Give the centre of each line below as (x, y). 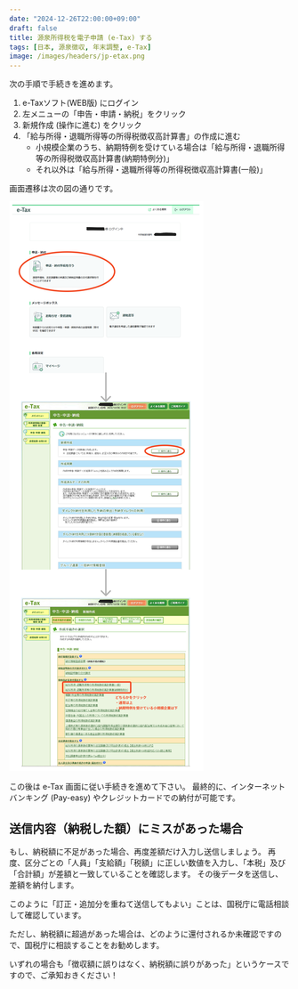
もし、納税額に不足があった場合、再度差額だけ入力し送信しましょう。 (138, 851)
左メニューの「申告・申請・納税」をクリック (104, 114)
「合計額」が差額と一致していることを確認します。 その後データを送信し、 (146, 873)
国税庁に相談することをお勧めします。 (94, 944)
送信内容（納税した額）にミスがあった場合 (126, 828)
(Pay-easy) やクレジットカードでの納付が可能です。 (145, 798)
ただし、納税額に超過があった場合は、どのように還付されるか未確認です (141, 934)
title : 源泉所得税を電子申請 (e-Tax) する (81, 37)
